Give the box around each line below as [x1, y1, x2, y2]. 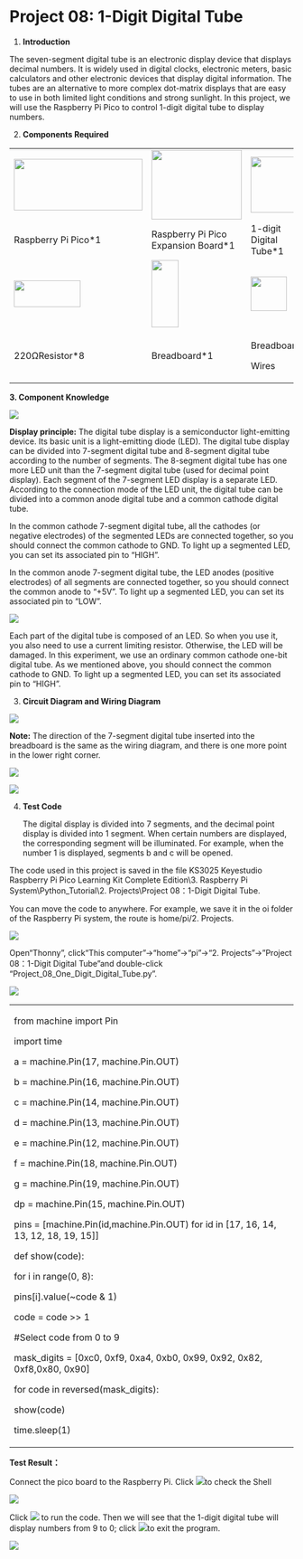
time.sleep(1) [14, 1423, 71, 1436]
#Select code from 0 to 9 [14, 1331, 120, 1344]
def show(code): [14, 1250, 85, 1262]
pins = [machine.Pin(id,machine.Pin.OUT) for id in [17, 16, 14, [14, 1218, 277, 1231]
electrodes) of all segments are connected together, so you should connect [9, 576, 289, 587]
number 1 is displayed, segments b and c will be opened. [22, 847, 234, 858]
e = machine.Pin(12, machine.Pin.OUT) [14, 1137, 180, 1149]
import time [14, 1035, 63, 1047]
